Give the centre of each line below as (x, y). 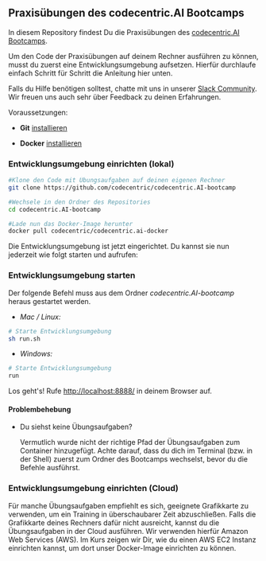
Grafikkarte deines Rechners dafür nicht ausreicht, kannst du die (114, 522)
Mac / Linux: (40, 317)
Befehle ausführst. (50, 468)
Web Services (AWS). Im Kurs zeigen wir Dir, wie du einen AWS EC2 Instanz (132, 540)
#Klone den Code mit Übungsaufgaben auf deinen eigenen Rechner (117, 181)
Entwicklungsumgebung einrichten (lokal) (91, 164)
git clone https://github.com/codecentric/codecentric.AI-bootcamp (122, 187)
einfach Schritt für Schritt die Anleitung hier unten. (91, 73)
